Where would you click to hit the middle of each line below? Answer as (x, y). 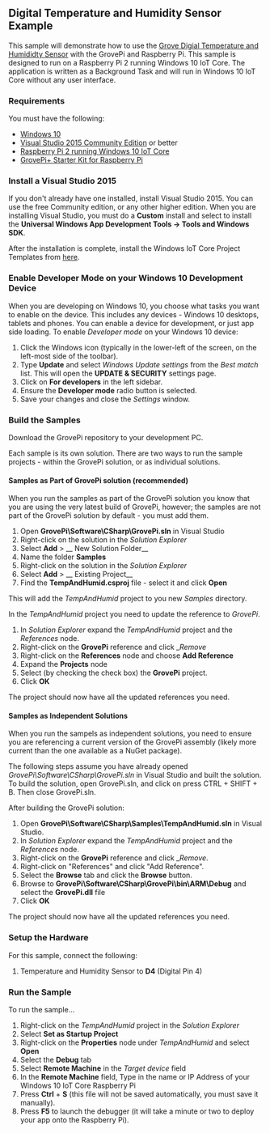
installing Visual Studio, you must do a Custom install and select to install (130, 216)
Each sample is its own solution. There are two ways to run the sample (126, 453)
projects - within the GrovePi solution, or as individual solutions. (114, 462)
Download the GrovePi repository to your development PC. (106, 437)
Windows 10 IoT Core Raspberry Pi (78, 1085)
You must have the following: (57, 119)
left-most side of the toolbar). (69, 356)
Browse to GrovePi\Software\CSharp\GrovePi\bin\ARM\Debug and (133, 884)
